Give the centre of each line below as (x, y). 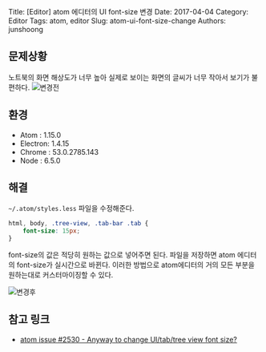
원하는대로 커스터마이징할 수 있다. (61, 275)
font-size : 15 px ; (52, 231)
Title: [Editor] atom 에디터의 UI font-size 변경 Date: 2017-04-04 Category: (129, 12)
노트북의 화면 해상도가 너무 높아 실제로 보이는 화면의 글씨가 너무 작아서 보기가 (129, 77)
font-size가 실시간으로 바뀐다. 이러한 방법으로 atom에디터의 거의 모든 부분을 (135, 265)
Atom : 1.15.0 (40, 135)
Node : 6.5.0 (40, 160)
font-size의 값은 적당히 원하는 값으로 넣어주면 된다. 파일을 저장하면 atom (122, 255)
